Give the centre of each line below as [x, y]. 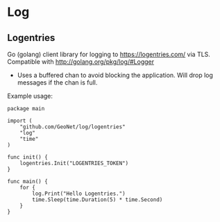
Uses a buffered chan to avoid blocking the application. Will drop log [115, 75]
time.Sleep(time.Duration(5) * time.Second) [98, 200]
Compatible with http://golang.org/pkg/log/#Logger [81, 62]
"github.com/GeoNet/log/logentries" [73, 127]
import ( [20, 121]
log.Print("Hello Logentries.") [79, 194]
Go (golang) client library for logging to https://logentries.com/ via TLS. [109, 54]
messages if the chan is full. [57, 83]
